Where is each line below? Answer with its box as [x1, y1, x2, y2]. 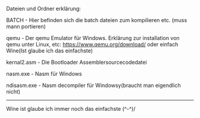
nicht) [6, 88, 21, 95]
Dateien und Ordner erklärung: [6, 5, 82, 12]
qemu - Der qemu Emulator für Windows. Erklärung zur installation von [6, 35, 180, 41]
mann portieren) [6, 23, 46, 30]
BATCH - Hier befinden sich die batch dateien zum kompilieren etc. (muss [6, 17, 187, 23]
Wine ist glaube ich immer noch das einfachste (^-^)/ [6, 105, 136, 112]
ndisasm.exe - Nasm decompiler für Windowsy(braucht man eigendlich [6, 82, 181, 89]
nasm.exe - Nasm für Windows [6, 70, 82, 77]
